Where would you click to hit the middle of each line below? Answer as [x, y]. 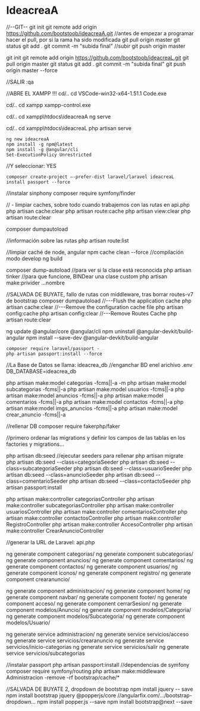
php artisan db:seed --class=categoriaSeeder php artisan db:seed [87, 462]
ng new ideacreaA [28, 139]
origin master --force [32, 70]
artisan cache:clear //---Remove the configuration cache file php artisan [95, 307]
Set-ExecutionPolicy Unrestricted [49, 155]
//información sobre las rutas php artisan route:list [68, 240]
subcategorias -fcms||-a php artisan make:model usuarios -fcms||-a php [95, 389]
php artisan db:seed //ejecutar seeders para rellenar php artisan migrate [95, 455]
